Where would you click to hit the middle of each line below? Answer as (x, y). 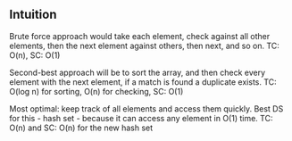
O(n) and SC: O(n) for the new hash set (81, 128)
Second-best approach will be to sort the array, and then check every (138, 72)
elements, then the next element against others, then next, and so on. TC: (144, 46)
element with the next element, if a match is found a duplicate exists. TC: (143, 82)
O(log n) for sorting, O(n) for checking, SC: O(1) (96, 91)
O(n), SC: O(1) (35, 55)
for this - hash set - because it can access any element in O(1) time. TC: (141, 118)
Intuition (33, 15)
